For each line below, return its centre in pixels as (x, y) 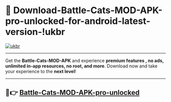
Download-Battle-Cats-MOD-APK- (88, 10)
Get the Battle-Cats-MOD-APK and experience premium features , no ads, (84, 60)
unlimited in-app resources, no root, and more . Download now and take (81, 66)
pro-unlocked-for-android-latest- (78, 21)
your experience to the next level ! (41, 71)
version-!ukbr (35, 32)
